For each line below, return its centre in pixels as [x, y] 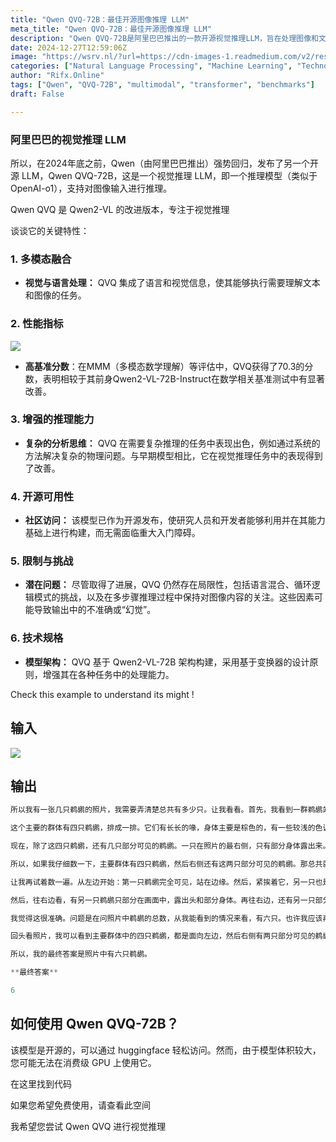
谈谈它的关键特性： [50, 230]
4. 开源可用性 [42, 496]
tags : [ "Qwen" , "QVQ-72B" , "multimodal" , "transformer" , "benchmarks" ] [162, 85]
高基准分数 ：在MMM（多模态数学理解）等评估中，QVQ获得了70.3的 [164, 366]
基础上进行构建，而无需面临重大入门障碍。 [112, 533]
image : [24, 57]
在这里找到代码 [41, 1083]
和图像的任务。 [55, 295]
